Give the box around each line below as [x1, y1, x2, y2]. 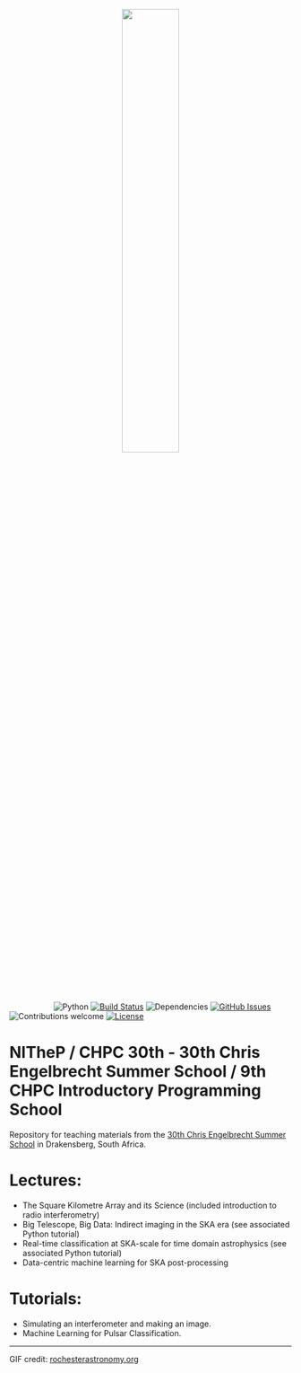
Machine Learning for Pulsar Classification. [21, 1327, 182, 1338]
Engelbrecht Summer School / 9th [9, 1061, 267, 1082]
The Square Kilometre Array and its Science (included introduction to [21, 1200, 278, 1210]
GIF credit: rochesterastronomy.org [9, 1353, 139, 1364]
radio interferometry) [21, 1209, 100, 1220]
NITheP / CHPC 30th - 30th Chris [9, 1043, 261, 1063]
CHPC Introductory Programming [9, 1080, 262, 1101]
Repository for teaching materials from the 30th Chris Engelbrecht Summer [9, 1129, 287, 1140]
